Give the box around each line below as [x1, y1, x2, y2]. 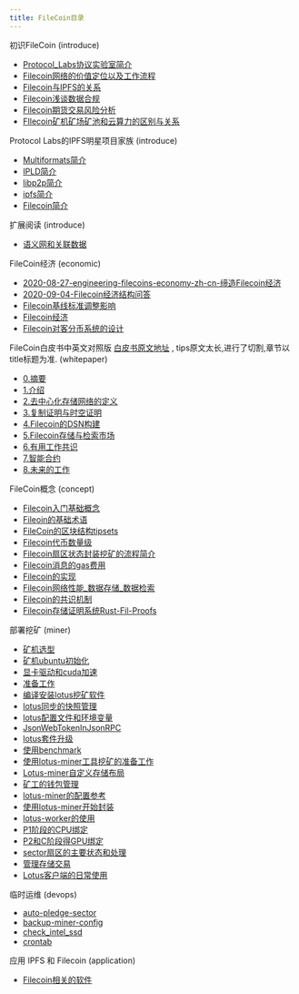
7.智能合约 [22, 452, 62, 463]
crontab [22, 936, 53, 947]
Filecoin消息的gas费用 [22, 559, 106, 570]
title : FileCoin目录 [9, 13, 85, 23]
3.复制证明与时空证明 [22, 407, 103, 418]
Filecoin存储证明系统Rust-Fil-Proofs [22, 604, 157, 615]
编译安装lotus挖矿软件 [22, 689, 105, 700]
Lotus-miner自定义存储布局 [22, 766, 125, 778]
